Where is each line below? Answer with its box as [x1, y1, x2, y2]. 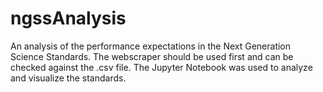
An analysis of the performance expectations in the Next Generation [10, 40, 292, 52]
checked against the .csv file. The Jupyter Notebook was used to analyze [10, 61, 313, 73]
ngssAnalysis [10, 7, 127, 30]
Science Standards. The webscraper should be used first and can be [10, 50, 294, 62]
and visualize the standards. [10, 72, 127, 84]
